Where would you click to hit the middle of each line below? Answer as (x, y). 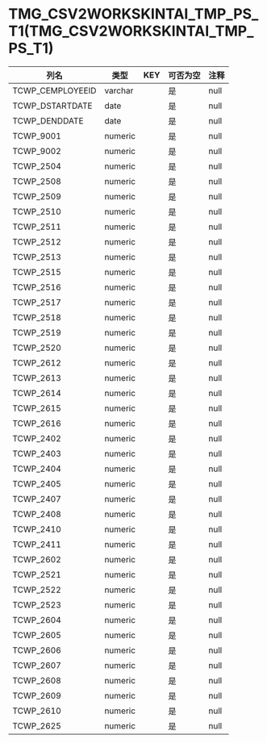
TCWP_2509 (37, 196)
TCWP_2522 (37, 590)
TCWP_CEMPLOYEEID (54, 90)
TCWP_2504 (37, 166)
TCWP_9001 (37, 136)
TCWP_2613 (37, 378)
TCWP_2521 (37, 574)
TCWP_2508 (37, 181)
